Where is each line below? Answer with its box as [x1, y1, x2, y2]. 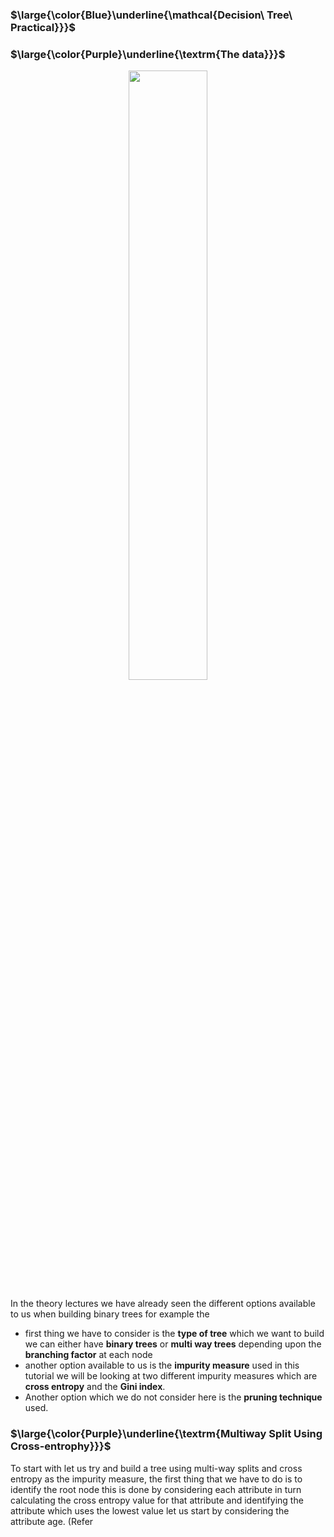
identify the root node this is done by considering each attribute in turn [10, 1483, 302, 1495]
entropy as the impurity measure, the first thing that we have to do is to [10, 1473, 303, 1485]
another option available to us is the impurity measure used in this [24, 1359, 300, 1372]
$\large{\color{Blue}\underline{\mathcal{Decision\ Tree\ [10, 8, 293, 22]
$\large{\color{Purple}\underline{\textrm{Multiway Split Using [10, 1427, 323, 1441]
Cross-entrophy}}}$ [10, 1439, 112, 1453]
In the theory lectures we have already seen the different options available [10, 1298, 316, 1310]
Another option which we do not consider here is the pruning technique [24, 1391, 323, 1403]
